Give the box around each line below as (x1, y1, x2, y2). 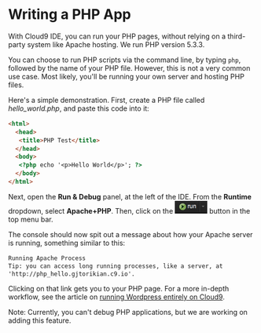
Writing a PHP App (8, 5, 131, 24)
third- (227, 31, 246, 41)
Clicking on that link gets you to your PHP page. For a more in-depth (8, 284, 230, 293)
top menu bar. (8, 214, 53, 224)
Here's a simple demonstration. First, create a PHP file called (8, 95, 205, 104)
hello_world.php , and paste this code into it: (8, 104, 149, 113)
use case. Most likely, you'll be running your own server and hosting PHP (8, 71, 245, 81)
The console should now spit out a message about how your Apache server (8, 229, 253, 239)
